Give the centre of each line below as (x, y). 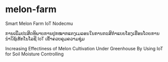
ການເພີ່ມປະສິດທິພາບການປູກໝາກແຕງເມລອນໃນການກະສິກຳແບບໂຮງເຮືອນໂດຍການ (82, 33)
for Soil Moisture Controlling (35, 54)
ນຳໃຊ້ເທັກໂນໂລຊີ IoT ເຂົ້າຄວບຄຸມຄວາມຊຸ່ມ (45, 39)
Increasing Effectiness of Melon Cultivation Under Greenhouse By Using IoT (84, 48)
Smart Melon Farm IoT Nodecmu (39, 23)
